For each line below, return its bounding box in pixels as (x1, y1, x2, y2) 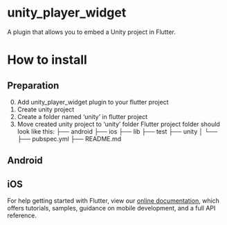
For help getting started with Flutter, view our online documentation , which (7, 197, 220, 205)
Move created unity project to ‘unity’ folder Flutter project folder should (17, 120, 220, 128)
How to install (7, 52, 88, 68)
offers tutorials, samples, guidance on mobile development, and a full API (7, 204, 216, 213)
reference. (7, 211, 37, 219)
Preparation (7, 80, 60, 91)
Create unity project (17, 105, 75, 114)
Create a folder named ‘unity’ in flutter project (17, 112, 148, 120)
